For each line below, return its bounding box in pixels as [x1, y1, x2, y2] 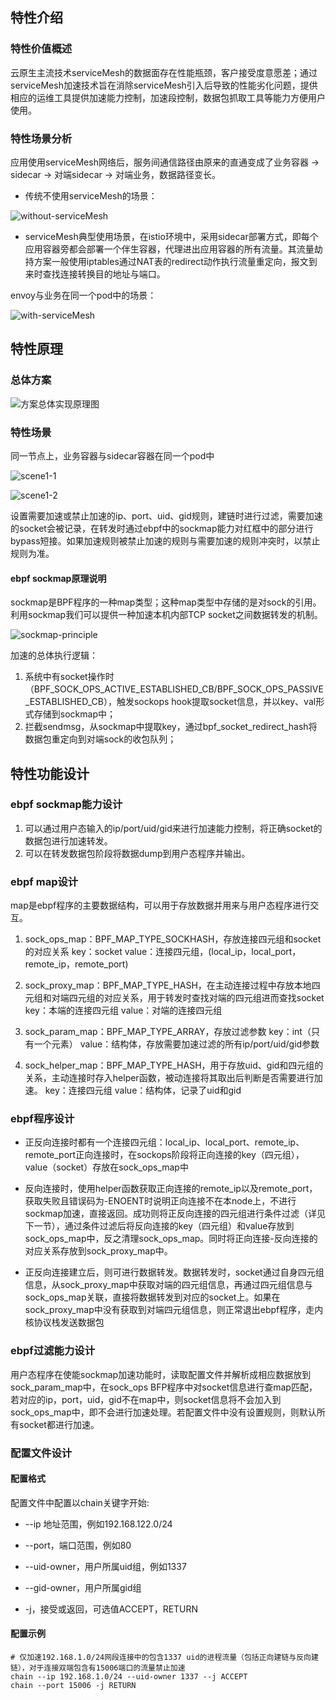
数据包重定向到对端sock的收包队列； [24, 733, 177, 745]
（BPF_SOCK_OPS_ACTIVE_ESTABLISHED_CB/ [24, 683, 218, 695]
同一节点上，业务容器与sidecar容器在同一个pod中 [10, 449, 215, 462]
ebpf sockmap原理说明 [10, 572, 107, 584]
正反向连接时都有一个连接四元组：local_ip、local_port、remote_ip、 [24, 1136, 305, 1148]
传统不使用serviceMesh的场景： [24, 189, 158, 202]
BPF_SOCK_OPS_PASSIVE [216, 683, 324, 695]
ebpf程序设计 [10, 1112, 75, 1126]
